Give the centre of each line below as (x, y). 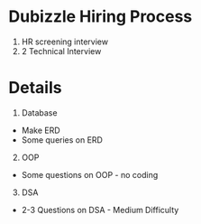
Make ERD (41, 130)
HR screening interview (65, 42)
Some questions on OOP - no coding (90, 174)
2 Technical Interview (61, 51)
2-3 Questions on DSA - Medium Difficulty (100, 210)
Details (35, 88)
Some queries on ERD (62, 140)
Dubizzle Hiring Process (100, 17)
